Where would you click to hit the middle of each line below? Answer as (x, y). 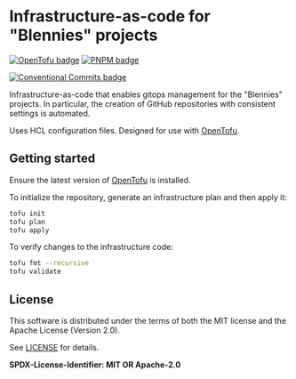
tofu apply (29, 230)
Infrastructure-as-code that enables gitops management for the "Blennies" (146, 94)
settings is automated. (50, 113)
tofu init (28, 214)
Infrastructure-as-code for (110, 16)
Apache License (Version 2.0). (64, 330)
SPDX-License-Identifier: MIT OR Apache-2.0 (95, 364)
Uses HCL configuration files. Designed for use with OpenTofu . (124, 130)
